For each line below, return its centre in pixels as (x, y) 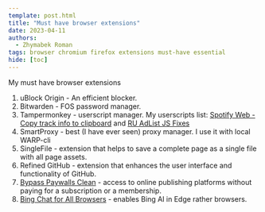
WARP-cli (35, 140)
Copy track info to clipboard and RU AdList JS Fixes (105, 123)
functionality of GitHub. (58, 173)
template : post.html (43, 15)
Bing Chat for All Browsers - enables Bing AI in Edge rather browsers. (133, 199)
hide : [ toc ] (28, 60)
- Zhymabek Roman (44, 45)
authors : (23, 38)
